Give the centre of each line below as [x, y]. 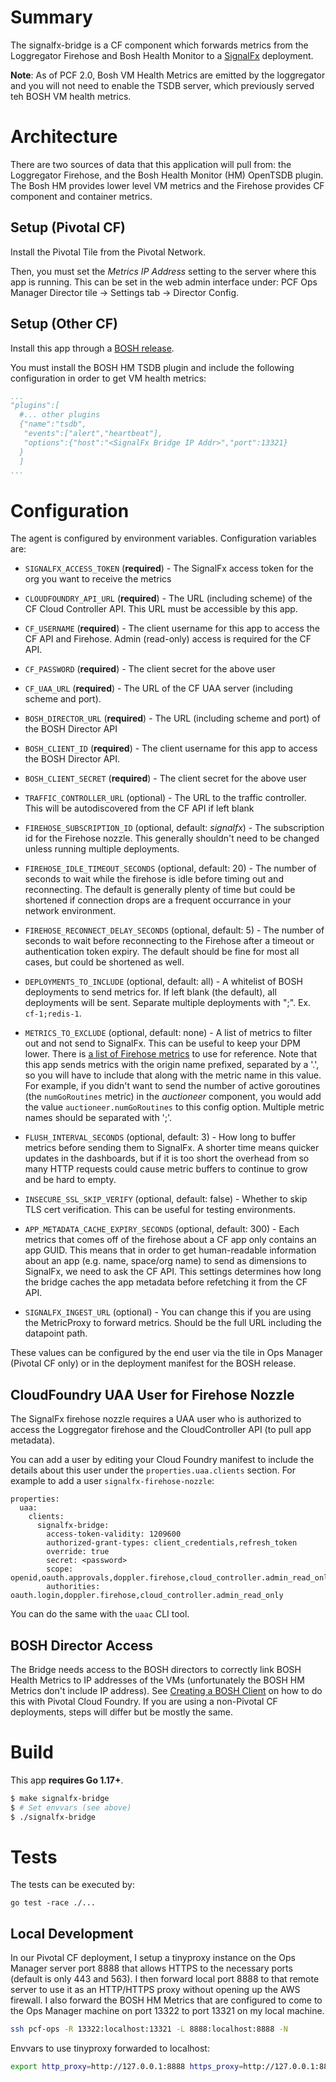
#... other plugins [60, 415]
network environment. [70, 911]
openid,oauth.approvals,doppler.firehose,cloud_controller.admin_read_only [171, 1578]
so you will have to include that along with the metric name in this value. [173, 1075]
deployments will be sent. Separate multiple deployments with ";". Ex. [168, 1003]
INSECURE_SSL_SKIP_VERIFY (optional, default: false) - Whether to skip [166, 1199]
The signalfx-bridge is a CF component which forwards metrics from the [159, 45]
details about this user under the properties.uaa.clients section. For [153, 1470]
